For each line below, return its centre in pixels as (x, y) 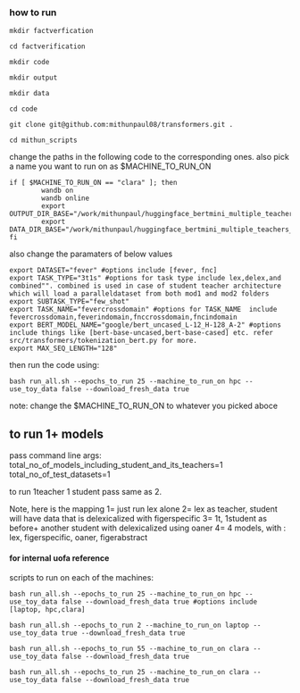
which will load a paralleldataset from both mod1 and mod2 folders (139, 294)
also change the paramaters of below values (91, 254)
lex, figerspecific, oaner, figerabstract (79, 538)
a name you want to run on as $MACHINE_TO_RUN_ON (110, 166)
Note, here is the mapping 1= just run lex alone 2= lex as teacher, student (144, 509)
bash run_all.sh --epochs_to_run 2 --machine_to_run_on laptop (129, 626)
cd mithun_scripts (43, 140)
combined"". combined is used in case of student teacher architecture (145, 286)
